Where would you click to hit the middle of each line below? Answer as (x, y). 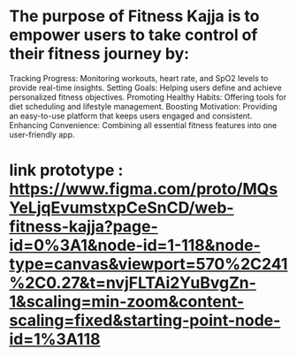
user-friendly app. (42, 134)
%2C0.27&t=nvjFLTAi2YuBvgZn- (133, 283)
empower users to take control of (133, 35)
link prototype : (66, 170)
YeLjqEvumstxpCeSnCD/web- (122, 208)
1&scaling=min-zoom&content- (127, 302)
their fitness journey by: (99, 54)
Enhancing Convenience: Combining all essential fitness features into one (143, 125)
